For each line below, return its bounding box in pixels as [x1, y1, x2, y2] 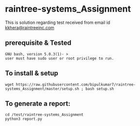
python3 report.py [5, 117, 42, 122]
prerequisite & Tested [5, 39, 71, 47]
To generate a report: [5, 99, 70, 108]
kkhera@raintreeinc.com [5, 24, 54, 30]
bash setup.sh [85, 86, 114, 91]
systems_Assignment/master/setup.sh [5, 86, 79, 91]
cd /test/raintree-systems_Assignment [5, 112, 84, 117]
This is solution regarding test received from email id [5, 19, 110, 25]
